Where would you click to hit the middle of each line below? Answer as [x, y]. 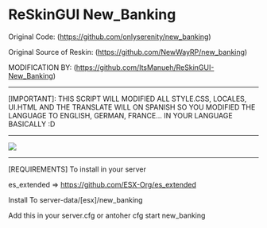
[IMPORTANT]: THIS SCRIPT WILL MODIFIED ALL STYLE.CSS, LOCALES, [128, 99]
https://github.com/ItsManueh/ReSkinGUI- [145, 67]
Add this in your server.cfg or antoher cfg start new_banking [107, 215]
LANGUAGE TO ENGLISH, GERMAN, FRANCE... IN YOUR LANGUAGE [120, 115]
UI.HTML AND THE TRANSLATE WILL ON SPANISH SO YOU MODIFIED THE [132, 107]
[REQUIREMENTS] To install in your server [77, 169]
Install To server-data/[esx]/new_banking [75, 199]
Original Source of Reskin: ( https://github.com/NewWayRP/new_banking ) [128, 52]
